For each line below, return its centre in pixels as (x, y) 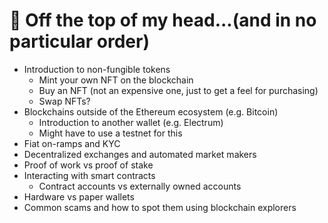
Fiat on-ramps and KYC (72, 143)
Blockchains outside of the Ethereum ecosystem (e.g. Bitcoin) (151, 111)
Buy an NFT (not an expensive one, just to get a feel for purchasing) (178, 90)
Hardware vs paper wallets (79, 196)
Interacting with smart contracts (89, 175)
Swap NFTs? (64, 101)
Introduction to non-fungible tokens (97, 69)
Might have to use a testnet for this (110, 133)
